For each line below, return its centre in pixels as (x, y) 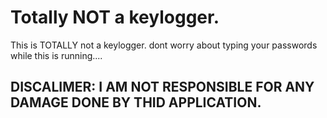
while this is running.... (56, 55)
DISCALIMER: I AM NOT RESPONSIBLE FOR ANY (162, 87)
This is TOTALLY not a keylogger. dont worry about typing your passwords (164, 45)
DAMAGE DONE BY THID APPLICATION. (136, 102)
